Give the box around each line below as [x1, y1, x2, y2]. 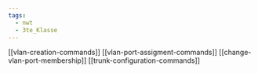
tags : [8, 11, 26, 20]
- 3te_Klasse [15, 26, 58, 34]
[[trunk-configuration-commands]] [88, 56, 201, 65]
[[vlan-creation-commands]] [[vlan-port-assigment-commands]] [8, 48, 218, 57]
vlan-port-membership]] [8, 56, 87, 65]
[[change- [219, 48, 252, 57]
